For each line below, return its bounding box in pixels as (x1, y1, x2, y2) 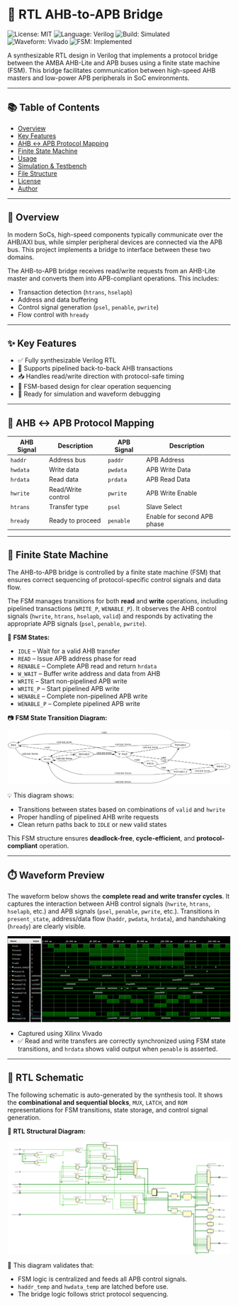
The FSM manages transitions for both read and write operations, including (7, 596, 228, 605)
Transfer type (49, 502, 89, 511)
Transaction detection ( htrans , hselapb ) (17, 287, 133, 296)
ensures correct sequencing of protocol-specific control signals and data (7, 575, 221, 583)
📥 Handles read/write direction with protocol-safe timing (17, 372, 184, 381)
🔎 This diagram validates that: (7, 1261, 94, 1270)
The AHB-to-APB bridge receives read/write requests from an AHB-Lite (7, 266, 216, 275)
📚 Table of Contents (7, 102, 101, 114)
